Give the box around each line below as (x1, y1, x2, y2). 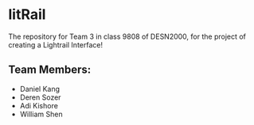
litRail (8, 6, 46, 24)
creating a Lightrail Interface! (8, 40, 104, 49)
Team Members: (8, 63, 92, 77)
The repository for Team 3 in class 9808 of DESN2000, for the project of (8, 32, 247, 41)
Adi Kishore (19, 100, 58, 110)
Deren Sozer (19, 93, 61, 102)
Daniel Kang (19, 84, 61, 93)
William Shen (19, 109, 63, 119)
